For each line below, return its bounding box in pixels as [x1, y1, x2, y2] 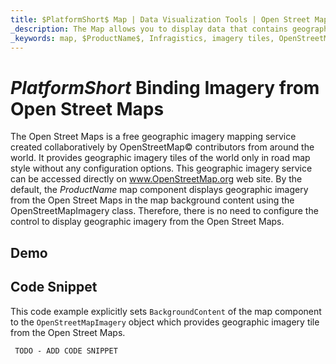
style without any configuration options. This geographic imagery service [10, 162, 313, 175]
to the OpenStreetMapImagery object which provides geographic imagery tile [10, 316, 320, 328]
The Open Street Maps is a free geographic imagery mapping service [10, 131, 297, 143]
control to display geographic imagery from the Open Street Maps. [10, 216, 285, 228]
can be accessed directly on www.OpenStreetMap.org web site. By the [10, 173, 303, 185]
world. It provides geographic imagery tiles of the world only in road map [10, 152, 311, 164]
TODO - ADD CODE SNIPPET [14, 346, 118, 356]
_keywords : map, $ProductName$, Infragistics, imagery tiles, [10, 33, 275, 43]
